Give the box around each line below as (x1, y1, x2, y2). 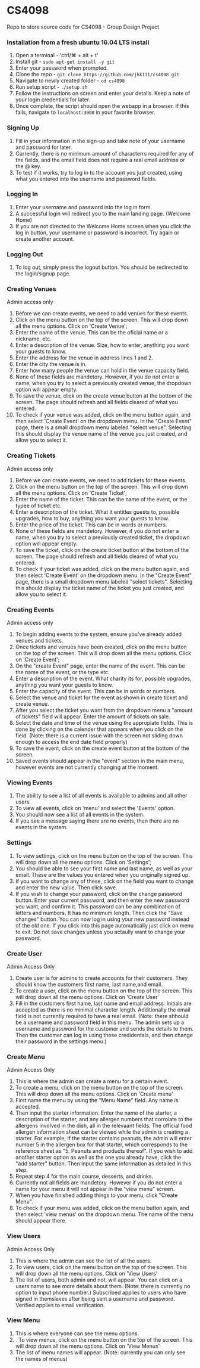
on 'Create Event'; (15, 656, 60, 663)
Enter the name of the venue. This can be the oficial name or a (15, 329, 169, 336)
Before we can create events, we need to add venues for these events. (15, 310, 189, 317)
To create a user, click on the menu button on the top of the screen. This (15, 987, 192, 994)
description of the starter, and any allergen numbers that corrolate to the (15, 1116, 193, 1123)
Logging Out (7, 250, 43, 258)
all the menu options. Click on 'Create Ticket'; (15, 489, 127, 497)
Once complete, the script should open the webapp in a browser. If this (15, 103, 189, 110)
